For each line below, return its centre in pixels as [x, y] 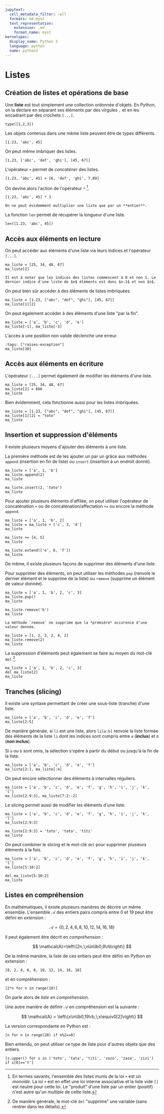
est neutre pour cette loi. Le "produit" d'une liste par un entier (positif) [82, 1087]
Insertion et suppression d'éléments [61, 435]
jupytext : [15, 10]
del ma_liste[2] [21, 672]
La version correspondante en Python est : [48, 1026]
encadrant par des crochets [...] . [40, 115]
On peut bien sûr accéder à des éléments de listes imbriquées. [68, 291]
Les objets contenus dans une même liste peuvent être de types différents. [80, 133]
